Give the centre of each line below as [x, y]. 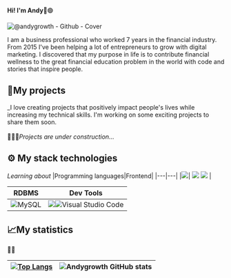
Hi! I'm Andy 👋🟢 [30, 10]
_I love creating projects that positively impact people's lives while [101, 107]
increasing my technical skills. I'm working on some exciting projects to [108, 115]
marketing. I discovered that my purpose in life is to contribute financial [108, 54]
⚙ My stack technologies [62, 158]
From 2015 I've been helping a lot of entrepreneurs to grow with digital [107, 47]
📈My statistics [40, 230]
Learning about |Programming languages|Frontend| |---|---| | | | [109, 176]
